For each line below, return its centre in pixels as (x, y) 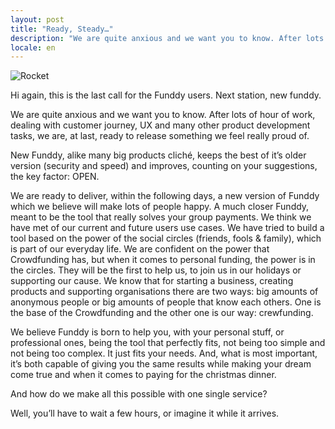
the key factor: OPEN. (55, 177)
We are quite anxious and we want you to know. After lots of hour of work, (163, 115)
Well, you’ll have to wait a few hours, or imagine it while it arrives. (145, 413)
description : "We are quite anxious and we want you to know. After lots (167, 38)
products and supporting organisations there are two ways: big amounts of (164, 292)
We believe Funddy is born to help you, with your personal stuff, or (147, 332)
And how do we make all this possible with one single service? (139, 394)
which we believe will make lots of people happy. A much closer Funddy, (160, 207)
